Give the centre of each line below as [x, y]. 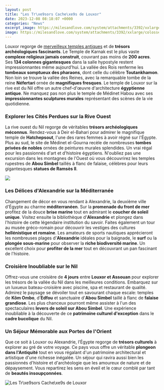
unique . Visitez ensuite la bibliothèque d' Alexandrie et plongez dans [74, 217]
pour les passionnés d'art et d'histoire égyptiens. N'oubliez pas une [73, 153]
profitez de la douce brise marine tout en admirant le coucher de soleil [77, 212]
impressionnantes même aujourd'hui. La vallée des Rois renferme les [74, 67]
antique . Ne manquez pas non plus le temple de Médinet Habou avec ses [79, 93]
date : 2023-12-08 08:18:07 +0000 [39, 19]
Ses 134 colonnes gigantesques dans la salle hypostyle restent [69, 62]
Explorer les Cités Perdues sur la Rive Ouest [58, 116]
